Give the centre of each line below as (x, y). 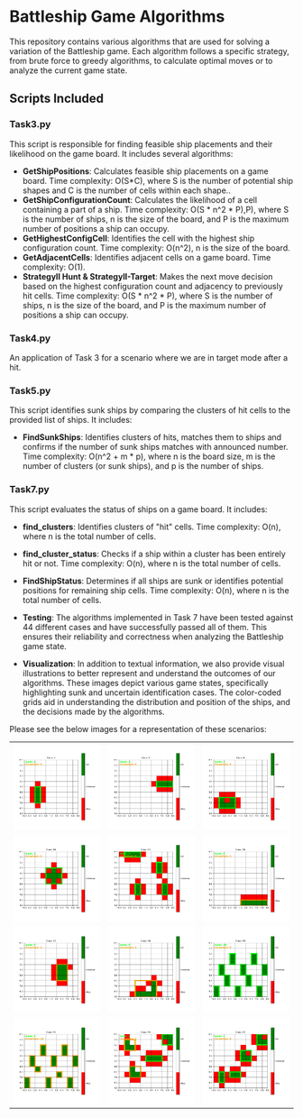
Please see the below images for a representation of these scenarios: (138, 729)
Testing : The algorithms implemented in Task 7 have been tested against (158, 617)
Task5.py (30, 390)
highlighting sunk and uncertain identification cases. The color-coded (152, 692)
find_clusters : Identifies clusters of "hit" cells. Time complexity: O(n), (151, 527)
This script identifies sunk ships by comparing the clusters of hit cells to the (150, 410)
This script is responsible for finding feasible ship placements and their (141, 144)
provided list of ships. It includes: (71, 420)
